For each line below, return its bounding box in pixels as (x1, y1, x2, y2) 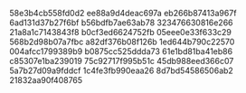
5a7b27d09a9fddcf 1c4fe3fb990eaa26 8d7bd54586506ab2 (9, 65, 233, 76)
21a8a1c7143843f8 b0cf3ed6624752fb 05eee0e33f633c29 (9, 27, 232, 37)
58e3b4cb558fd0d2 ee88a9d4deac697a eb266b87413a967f (9, 8, 237, 18)
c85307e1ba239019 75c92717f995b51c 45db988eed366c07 (9, 56, 234, 66)
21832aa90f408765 (9, 75, 83, 85)
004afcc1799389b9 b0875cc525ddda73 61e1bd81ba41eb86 (9, 46, 233, 57)
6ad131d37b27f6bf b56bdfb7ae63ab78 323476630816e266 (9, 17, 233, 28)
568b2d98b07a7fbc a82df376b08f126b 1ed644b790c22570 (9, 36, 235, 47)
